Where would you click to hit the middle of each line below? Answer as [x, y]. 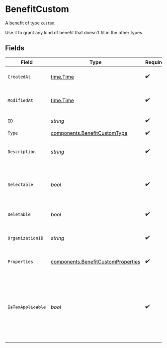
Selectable [20, 184]
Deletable [19, 214]
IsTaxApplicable [27, 307]
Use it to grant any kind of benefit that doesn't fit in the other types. [74, 32]
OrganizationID [26, 238]
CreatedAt [19, 77]
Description [22, 152]
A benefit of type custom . [30, 23]
